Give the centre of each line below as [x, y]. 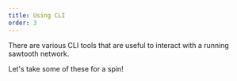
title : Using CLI [37, 15]
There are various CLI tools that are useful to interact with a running [119, 45]
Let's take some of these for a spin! [66, 68]
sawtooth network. [39, 53]
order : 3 [23, 23]
